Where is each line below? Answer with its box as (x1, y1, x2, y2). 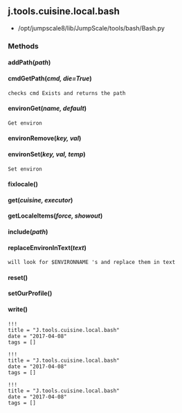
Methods (8, 41, 39, 51)
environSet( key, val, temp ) (8, 150, 86, 158)
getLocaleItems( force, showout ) (8, 211, 103, 220)
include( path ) (8, 227, 48, 236)
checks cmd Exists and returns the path (8, 89, 127, 96)
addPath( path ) (8, 58, 51, 67)
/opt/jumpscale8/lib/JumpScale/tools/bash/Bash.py (17, 24, 165, 32)
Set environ (8, 166, 42, 173)
